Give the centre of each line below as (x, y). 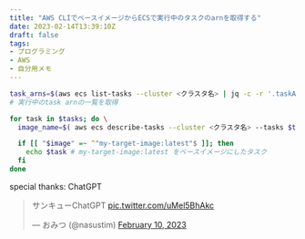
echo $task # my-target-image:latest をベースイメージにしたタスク (147, 152)
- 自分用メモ (30, 69)
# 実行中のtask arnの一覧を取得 (64, 102)
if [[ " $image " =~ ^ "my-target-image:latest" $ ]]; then (126, 144)
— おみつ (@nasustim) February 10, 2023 (109, 224)
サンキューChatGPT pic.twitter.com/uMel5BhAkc (123, 205)
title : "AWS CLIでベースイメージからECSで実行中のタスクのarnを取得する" (136, 18)
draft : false (34, 35)
